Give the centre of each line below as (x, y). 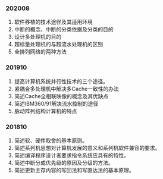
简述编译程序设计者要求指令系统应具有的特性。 (71, 155)
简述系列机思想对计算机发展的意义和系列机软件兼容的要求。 (87, 147)
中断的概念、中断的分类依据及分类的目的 (64, 29)
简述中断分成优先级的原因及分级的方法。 (64, 162)
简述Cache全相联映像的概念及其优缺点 (61, 96)
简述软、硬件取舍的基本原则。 (51, 140)
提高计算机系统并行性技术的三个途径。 (61, 81)
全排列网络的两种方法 (40, 52)
